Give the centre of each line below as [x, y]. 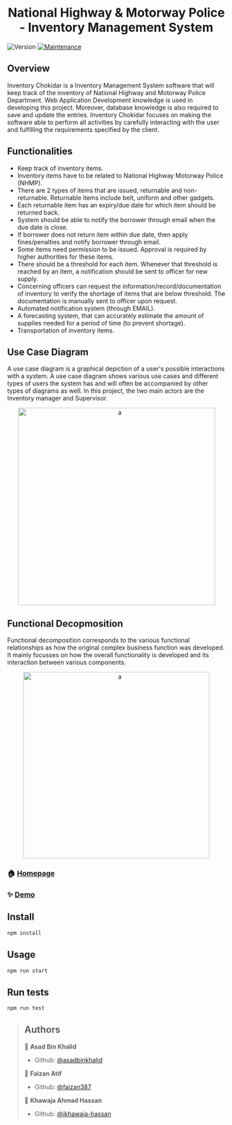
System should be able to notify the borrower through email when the [116, 219]
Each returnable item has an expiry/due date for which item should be [116, 205]
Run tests [28, 992]
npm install [24, 933]
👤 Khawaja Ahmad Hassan [63, 1100]
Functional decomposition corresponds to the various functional [99, 641]
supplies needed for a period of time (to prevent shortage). [101, 323]
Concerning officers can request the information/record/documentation [119, 286]
